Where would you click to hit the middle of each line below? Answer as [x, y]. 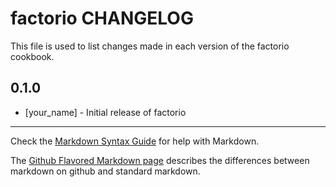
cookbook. [32, 56]
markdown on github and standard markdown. [105, 171]
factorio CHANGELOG [102, 18]
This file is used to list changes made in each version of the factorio [150, 46]
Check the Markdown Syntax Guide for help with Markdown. [135, 141]
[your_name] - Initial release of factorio [105, 112]
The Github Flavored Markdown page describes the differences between [160, 160]
